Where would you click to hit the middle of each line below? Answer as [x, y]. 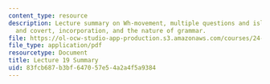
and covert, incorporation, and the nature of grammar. [111, 30]
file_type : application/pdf [55, 46]
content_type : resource [48, 16]
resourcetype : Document [48, 53]
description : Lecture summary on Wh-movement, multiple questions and [129, 23]
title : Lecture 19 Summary [53, 61]
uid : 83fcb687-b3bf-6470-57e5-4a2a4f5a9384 [82, 68]
